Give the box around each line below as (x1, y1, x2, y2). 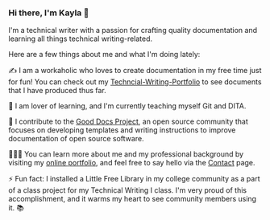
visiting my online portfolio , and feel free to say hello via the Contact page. (8, 158, 255, 168)
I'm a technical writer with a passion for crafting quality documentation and (8, 26, 258, 35)
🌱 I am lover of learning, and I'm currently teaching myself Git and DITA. (8, 101, 247, 111)
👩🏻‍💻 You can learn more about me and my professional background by (8, 149, 244, 159)
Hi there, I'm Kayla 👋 (8, 7, 89, 18)
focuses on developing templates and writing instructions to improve (8, 125, 236, 135)
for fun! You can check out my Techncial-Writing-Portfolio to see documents (8, 77, 262, 87)
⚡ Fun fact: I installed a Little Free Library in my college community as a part (8, 174, 260, 184)
